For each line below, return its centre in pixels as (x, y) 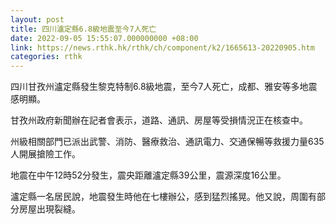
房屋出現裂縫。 (49, 209)
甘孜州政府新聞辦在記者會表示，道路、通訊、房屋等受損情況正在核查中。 (159, 120)
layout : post (37, 19)
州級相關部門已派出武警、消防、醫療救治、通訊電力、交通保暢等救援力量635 (167, 142)
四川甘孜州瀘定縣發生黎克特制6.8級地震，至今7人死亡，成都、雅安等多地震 (164, 87)
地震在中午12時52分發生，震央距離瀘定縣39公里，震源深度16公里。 (148, 175)
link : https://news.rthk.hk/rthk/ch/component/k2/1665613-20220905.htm (162, 47)
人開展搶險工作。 (45, 154)
